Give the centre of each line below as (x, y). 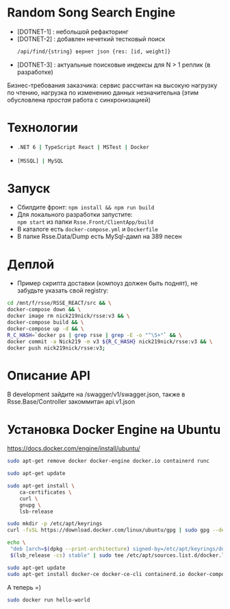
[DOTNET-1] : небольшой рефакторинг (73, 32)
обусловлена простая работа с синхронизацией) (79, 100)
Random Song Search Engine (91, 13)
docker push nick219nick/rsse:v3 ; (56, 348)
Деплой (31, 264)
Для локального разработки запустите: (75, 215)
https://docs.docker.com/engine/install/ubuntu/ (74, 448)
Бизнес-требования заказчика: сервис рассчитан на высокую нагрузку (112, 85)
